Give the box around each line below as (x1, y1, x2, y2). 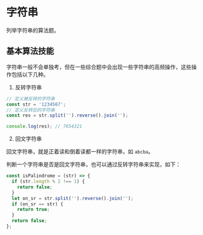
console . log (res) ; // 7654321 (6, 123, 83, 130)
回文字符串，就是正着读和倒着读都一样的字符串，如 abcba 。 (6, 148, 154, 155)
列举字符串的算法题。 (6, 27, 59, 34)
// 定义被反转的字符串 (6, 95, 56, 101)
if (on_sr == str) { (11, 201, 63, 207)
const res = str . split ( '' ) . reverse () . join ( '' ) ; (6, 112, 129, 118)
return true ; (17, 207, 50, 213)
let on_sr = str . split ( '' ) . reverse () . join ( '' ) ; (11, 195, 134, 201)
